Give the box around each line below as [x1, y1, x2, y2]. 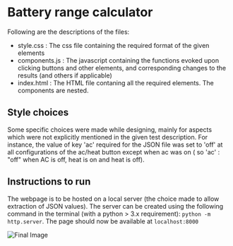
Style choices [7, 106, 69, 118]
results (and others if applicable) [17, 71, 113, 80]
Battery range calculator [7, 4, 153, 20]
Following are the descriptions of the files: [7, 27, 130, 36]
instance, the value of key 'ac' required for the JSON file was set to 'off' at [7, 140, 223, 149]
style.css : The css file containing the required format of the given [17, 41, 210, 49]
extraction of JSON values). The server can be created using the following [7, 202, 224, 210]
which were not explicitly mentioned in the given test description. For [7, 133, 208, 141]
